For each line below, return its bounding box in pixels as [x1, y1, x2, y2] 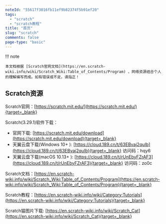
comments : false [5, 35, 39, 40]
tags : [5, 12, 16, 17]
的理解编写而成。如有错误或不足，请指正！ [5, 74, 80, 80]
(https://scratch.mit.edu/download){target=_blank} [12, 135, 117, 141]
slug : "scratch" [5, 30, 39, 35]
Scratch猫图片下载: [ [5, 208, 47, 214]
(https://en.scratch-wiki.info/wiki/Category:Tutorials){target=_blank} [5, 197, 146, 203]
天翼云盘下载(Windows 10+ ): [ [12, 141, 75, 147]
